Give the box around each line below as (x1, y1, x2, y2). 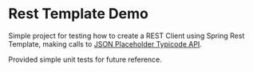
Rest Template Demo (8, 5, 149, 23)
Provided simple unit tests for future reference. (8, 55, 162, 64)
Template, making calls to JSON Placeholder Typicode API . (8, 39, 202, 48)
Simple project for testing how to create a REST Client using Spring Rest (8, 31, 245, 40)
